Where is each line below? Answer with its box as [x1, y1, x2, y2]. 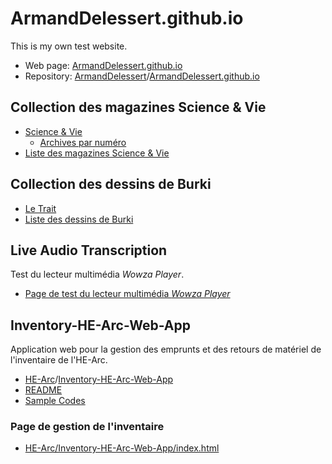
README [24, 384, 63, 396]
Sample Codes [24, 395, 86, 407]
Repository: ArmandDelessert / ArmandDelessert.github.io [24, 70, 260, 82]
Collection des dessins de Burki [10, 176, 212, 193]
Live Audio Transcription [10, 242, 168, 259]
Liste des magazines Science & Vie [24, 147, 170, 159]
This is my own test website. [10, 40, 128, 52]
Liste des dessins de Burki [24, 213, 134, 225]
